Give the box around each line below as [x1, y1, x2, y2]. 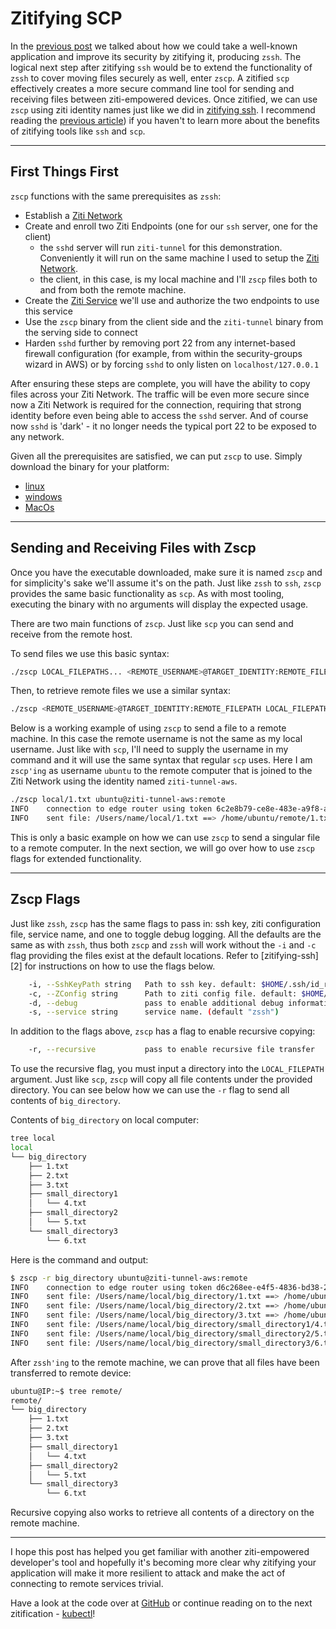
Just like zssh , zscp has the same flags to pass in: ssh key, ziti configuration [10, 917, 322, 929]
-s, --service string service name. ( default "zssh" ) [28, 1007, 280, 1017]
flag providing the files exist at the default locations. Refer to [10, 949, 259, 961]
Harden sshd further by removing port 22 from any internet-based [24, 337, 296, 349]
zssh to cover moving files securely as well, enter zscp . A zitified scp [10, 72, 290, 84]
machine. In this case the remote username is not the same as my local [10, 733, 303, 745]
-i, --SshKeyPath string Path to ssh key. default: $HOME [28, 979, 284, 989]
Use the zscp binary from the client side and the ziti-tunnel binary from [24, 315, 324, 327]
